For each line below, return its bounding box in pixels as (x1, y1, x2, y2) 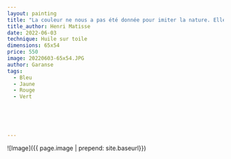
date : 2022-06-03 (7, 29, 57, 36)
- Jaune (13, 81, 36, 87)
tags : (7, 67, 23, 74)
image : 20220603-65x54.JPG (7, 55, 85, 62)
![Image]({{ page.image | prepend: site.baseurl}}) (7, 144, 146, 152)
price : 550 (7, 49, 38, 56)
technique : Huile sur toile (7, 36, 88, 43)
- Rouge (13, 87, 36, 94)
